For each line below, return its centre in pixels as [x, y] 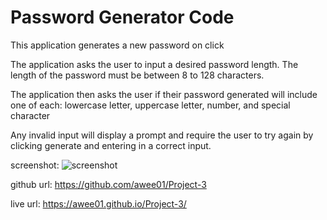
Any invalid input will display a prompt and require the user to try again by [162, 135]
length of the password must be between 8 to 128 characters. [137, 75]
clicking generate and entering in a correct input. [111, 145]
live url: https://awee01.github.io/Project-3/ [98, 203]
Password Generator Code [122, 17]
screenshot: [35, 165]
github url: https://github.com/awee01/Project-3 [108, 184]
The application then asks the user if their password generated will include [164, 94]
